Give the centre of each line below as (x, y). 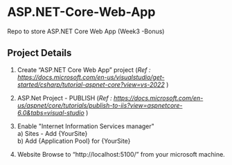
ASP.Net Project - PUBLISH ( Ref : (64, 98)
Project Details (39, 53)
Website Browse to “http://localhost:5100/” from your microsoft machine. (121, 154)
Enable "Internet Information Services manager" (86, 126)
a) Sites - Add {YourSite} (52, 133)
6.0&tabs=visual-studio (51, 112)
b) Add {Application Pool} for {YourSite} (74, 141)
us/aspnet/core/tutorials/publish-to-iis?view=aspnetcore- (100, 105)
